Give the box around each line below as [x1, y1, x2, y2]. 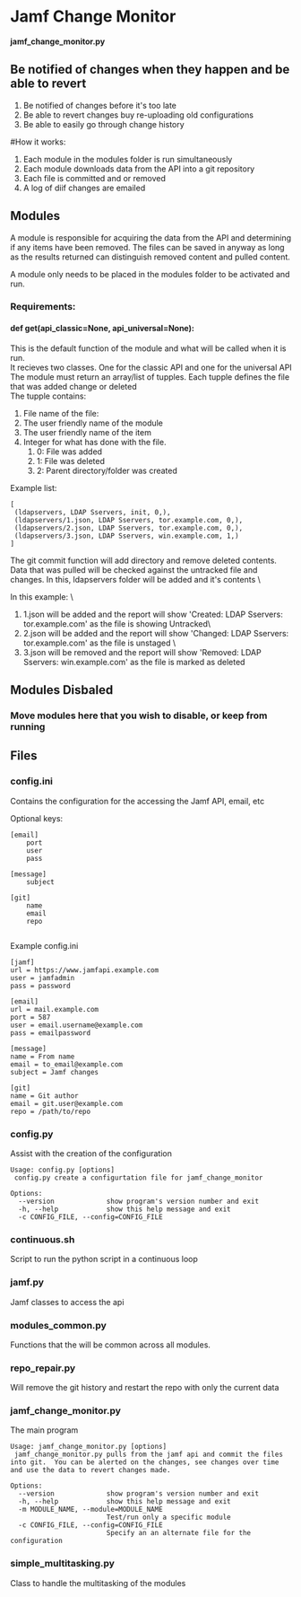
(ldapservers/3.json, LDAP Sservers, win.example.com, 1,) [13, 531, 240, 540]
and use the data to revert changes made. [10, 1466, 171, 1475]
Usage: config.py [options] [10, 1165, 116, 1174]
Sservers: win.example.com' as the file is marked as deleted [22, 656, 245, 667]
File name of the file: [22, 408, 99, 418]
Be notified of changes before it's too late [22, 100, 177, 110]
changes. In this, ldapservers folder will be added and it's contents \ [10, 574, 261, 584]
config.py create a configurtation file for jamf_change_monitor [13, 1173, 263, 1182]
